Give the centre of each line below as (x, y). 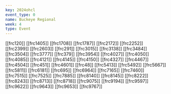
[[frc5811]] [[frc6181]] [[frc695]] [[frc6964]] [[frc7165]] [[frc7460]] (75, 70)
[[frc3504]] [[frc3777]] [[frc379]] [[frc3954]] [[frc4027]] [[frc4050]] (77, 54)
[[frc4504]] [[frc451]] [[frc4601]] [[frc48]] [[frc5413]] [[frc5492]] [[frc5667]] (86, 65)
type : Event (18, 29)
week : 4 (14, 24)
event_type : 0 (20, 15)
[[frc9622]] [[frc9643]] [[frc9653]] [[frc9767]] (54, 86)
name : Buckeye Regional (31, 19)
